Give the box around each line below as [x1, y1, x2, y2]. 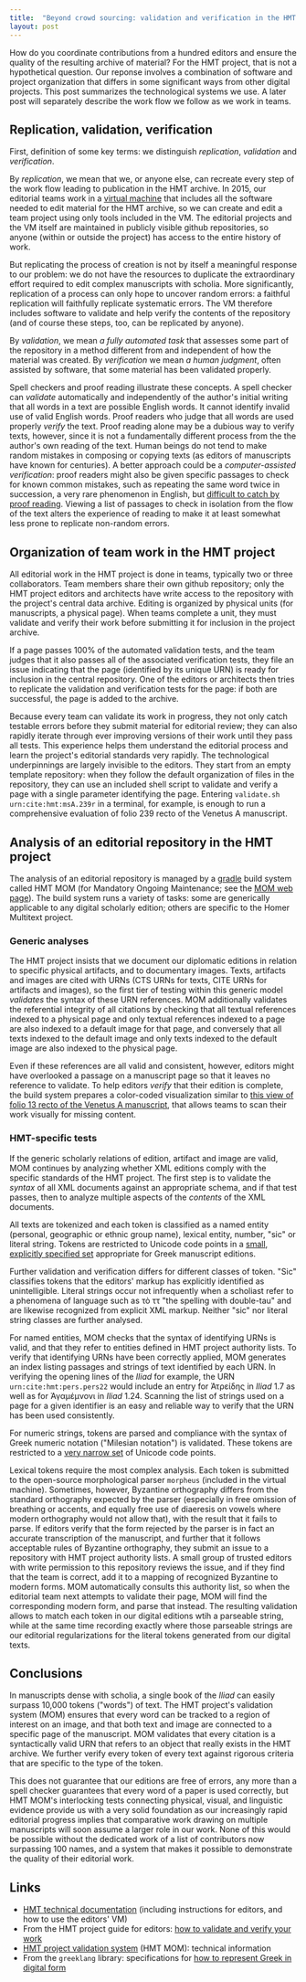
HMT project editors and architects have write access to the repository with [9, 588, 294, 599]
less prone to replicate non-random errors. [9, 518, 171, 529]
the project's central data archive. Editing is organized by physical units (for [9, 598, 294, 609]
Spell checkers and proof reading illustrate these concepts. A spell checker [9, 382, 292, 393]
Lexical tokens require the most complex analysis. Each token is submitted [9, 1464, 290, 1476]
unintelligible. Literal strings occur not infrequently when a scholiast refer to [9, 1285, 294, 1296]
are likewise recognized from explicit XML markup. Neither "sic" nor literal [9, 1304, 288, 1316]
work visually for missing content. [9, 1109, 137, 1120]
